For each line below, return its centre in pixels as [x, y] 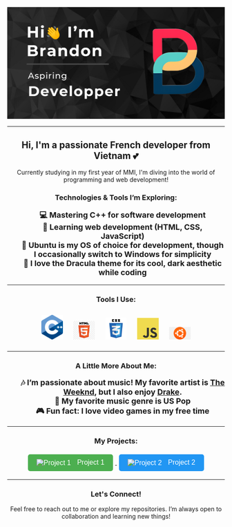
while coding [123, 272]
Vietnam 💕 [116, 156]
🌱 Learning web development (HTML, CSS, [123, 227]
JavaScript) [123, 236]
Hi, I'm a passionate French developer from [116, 145]
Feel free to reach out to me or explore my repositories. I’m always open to [116, 509]
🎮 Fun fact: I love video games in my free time [123, 411]
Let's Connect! [116, 494]
